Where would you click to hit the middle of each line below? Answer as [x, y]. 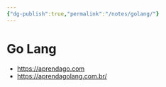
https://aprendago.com [51, 69]
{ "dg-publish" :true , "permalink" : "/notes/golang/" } [83, 14]
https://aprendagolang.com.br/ [62, 76]
